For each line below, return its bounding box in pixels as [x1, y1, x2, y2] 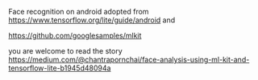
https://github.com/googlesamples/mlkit [8, 31, 142, 40]
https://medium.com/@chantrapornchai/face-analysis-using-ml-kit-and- [8, 55, 250, 64]
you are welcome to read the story [8, 46, 123, 55]
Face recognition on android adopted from [8, 7, 149, 16]
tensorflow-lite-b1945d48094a [8, 63, 111, 73]
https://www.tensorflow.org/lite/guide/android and [8, 15, 176, 25]
